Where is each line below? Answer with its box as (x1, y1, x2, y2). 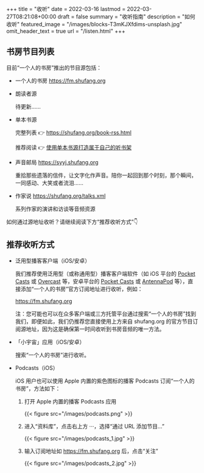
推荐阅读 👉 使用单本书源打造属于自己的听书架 (15, 143, 132, 151)
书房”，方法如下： (15, 385, 61, 392)
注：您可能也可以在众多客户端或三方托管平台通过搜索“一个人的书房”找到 (15, 310, 197, 317)
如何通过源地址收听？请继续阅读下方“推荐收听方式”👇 (6, 218, 138, 225)
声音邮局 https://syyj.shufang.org (15, 158, 99, 166)
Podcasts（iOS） (15, 364, 58, 371)
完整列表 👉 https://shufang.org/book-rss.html (15, 129, 132, 136)
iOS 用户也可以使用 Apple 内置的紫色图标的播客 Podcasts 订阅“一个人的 (15, 377, 195, 385)
